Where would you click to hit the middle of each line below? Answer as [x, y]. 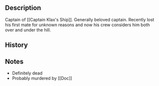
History [16, 45]
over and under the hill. [28, 30]
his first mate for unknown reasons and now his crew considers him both [77, 25]
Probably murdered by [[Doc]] [42, 78]
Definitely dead [27, 73]
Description [23, 8]
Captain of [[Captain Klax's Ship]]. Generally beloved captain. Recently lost [80, 19]
